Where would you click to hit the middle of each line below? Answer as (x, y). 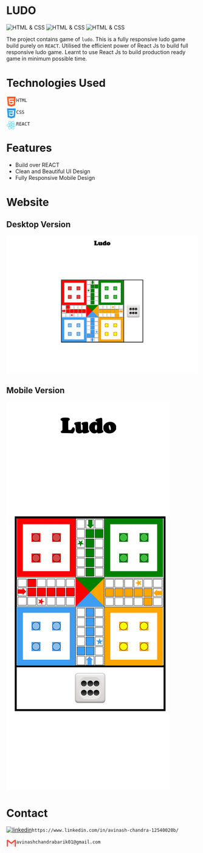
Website (28, 202)
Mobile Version (36, 390)
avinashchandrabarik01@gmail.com (58, 842)
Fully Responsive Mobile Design (55, 177)
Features (29, 148)
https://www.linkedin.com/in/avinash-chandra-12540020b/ (105, 831)
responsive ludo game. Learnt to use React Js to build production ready (96, 52)
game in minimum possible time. (47, 58)
